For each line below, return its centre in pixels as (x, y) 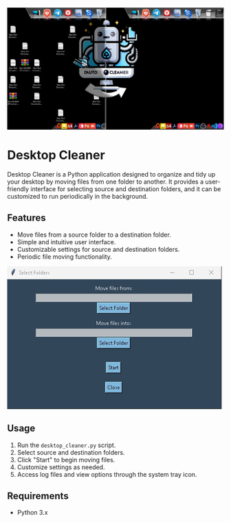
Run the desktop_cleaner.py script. (66, 445)
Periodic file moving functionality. (64, 257)
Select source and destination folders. (71, 452)
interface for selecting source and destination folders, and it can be (126, 189)
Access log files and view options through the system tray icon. (107, 474)
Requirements (38, 496)
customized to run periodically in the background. (78, 196)
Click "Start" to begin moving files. (66, 460)
